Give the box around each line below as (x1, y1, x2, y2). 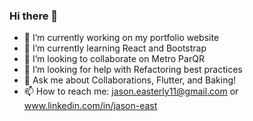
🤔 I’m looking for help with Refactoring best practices (23, 64, 243, 76)
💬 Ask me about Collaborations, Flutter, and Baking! (23, 74, 237, 86)
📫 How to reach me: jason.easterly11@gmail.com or (23, 85, 239, 98)
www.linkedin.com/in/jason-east (23, 100, 158, 112)
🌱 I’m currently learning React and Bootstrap (23, 42, 207, 54)
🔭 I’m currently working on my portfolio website (23, 32, 220, 44)
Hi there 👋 (9, 9, 59, 23)
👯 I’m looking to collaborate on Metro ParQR (23, 53, 205, 65)
